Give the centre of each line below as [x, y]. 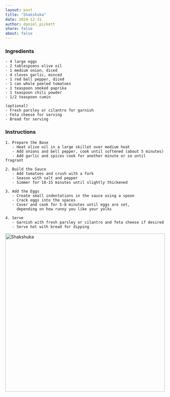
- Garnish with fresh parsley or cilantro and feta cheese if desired [88, 222]
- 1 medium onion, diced [31, 71]
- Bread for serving [27, 120]
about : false [19, 33]
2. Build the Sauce [26, 169]
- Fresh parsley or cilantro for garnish [50, 110]
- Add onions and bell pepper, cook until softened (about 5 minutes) [88, 151]
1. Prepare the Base [27, 142]
